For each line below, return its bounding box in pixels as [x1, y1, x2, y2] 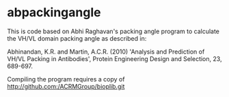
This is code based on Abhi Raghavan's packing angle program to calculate [7, 27, 220, 35]
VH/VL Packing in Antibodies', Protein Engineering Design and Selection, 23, [7, 54, 222, 62]
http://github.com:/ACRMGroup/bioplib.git [7, 82, 125, 90]
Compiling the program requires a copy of [7, 75, 125, 83]
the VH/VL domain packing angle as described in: [7, 34, 147, 42]
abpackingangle [7, 5, 101, 20]
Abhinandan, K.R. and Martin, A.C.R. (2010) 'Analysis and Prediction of [7, 47, 205, 56]
